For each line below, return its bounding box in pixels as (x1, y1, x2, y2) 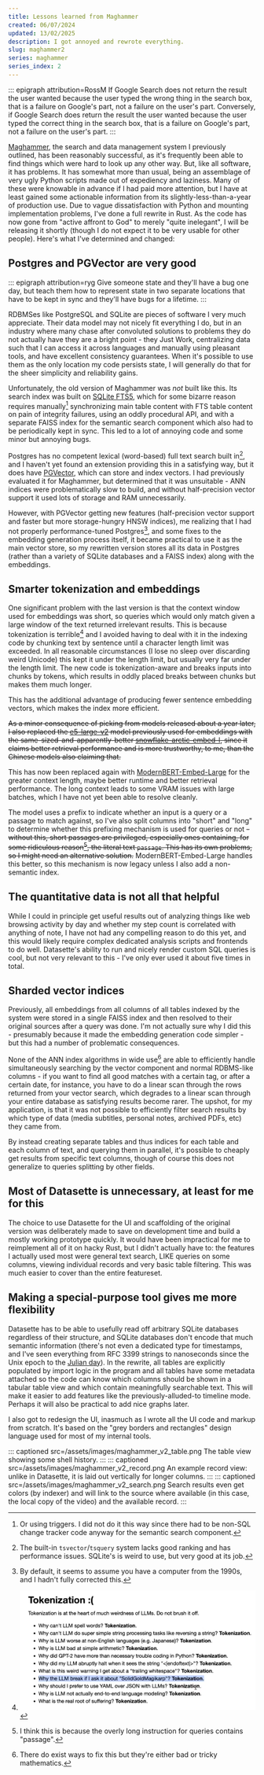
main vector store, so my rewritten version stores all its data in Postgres (8, 543, 240, 552)
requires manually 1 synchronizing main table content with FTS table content (8, 400, 253, 411)
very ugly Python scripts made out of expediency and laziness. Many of (8, 175, 240, 185)
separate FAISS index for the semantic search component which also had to (8, 418, 254, 428)
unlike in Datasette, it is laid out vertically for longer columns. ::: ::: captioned (8, 1471, 255, 1481)
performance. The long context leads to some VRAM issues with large (8, 784, 235, 794)
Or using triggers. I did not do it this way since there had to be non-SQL (19, 1519, 251, 1529)
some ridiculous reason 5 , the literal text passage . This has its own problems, (8, 841, 253, 852)
